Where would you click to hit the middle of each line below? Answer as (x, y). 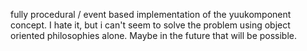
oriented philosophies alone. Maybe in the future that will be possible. (154, 35)
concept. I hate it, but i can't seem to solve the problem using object (150, 25)
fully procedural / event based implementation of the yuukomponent (151, 14)
